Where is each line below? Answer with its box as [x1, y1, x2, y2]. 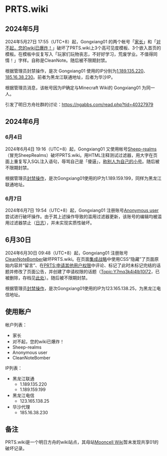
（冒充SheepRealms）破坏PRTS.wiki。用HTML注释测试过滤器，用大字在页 [5, 152, 158, 158]
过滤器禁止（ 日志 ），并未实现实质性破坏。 [9, 220, 94, 226]
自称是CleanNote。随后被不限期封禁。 [31, 57, 110, 63]
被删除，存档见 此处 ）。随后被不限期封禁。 [5, 275, 90, 281]
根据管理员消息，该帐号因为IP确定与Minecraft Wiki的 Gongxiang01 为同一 [5, 85, 155, 91]
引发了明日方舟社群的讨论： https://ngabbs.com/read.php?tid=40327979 [5, 102, 154, 108]
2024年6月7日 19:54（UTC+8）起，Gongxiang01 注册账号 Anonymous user [5, 207, 159, 213]
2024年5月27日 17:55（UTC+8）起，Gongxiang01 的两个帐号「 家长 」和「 [5, 39, 157, 44]
